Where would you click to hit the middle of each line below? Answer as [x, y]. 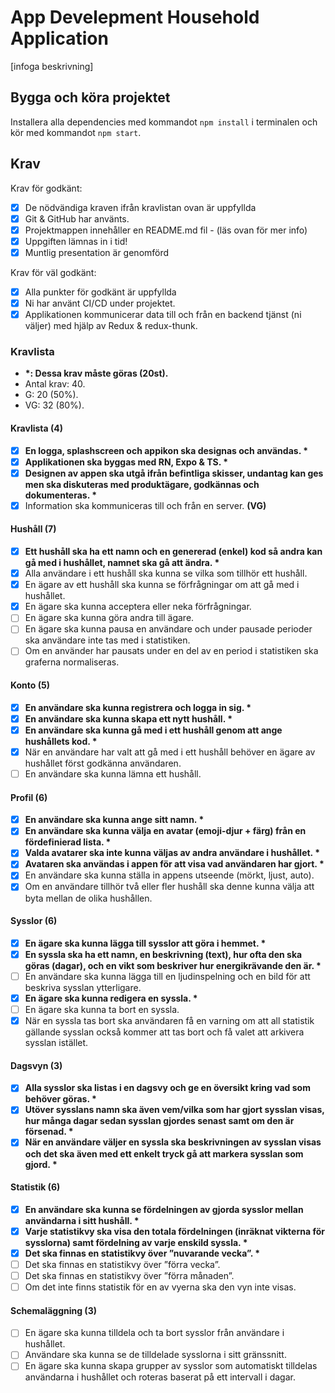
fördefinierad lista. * [68, 842]
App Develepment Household [135, 17]
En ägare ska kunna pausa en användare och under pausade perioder [168, 629]
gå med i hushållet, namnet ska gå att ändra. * [122, 563]
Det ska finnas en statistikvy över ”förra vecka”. [122, 1264]
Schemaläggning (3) [53, 1310]
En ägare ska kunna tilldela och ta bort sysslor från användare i [154, 1333]
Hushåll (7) [33, 529]
